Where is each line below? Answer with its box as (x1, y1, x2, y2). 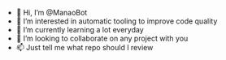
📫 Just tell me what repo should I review (15, 43, 154, 52)
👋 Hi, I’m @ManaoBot (15, 8, 88, 17)
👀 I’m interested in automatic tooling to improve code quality (15, 16, 218, 26)
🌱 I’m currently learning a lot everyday (15, 25, 144, 34)
